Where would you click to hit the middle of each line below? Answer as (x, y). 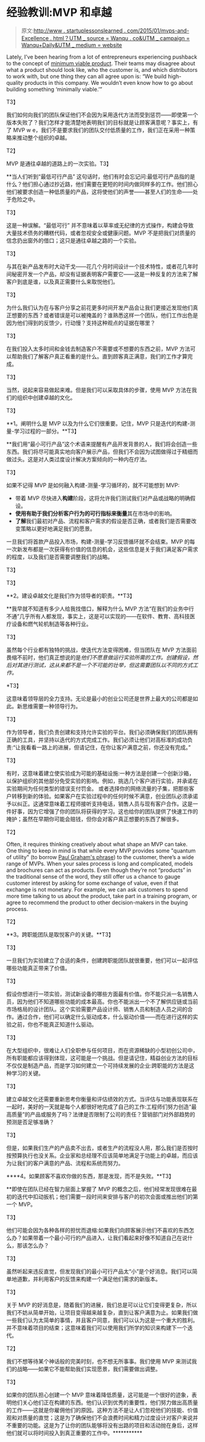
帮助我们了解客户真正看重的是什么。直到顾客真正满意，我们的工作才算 (99, 356)
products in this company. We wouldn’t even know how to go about (109, 82)
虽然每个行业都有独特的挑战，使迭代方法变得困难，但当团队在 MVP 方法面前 (102, 649)
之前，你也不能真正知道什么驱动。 (54, 1024)
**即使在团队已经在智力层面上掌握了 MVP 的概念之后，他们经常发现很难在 (99, 1189)
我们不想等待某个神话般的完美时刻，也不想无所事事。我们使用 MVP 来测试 (99, 1361)
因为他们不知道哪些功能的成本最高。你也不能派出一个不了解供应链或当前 (107, 1001)
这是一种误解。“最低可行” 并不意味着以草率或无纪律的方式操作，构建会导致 (100, 225)
